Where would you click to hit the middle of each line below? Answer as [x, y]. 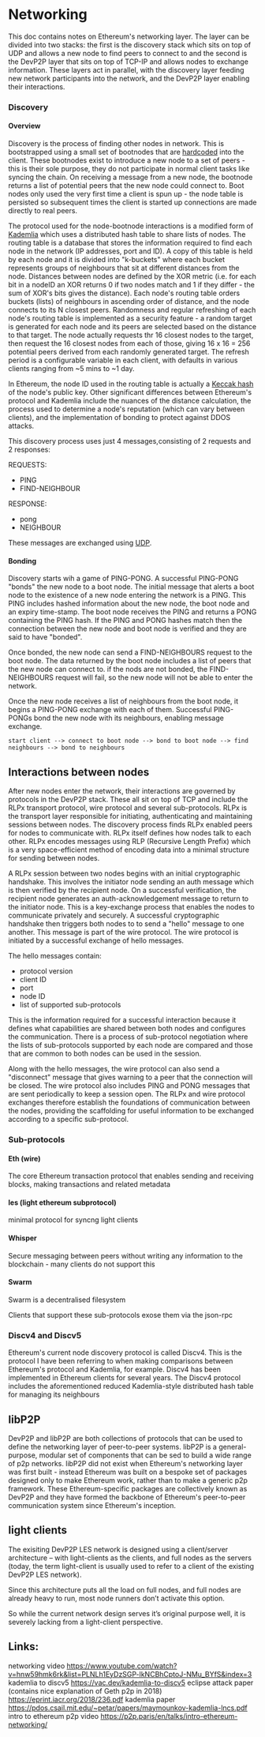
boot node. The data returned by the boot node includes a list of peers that [130, 661]
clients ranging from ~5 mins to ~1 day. [71, 369]
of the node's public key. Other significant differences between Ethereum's [130, 392]
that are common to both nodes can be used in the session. [105, 1054]
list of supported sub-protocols [70, 1005]
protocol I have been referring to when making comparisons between [121, 1361]
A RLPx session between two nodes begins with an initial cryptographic [124, 873]
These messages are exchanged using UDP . [80, 543]
